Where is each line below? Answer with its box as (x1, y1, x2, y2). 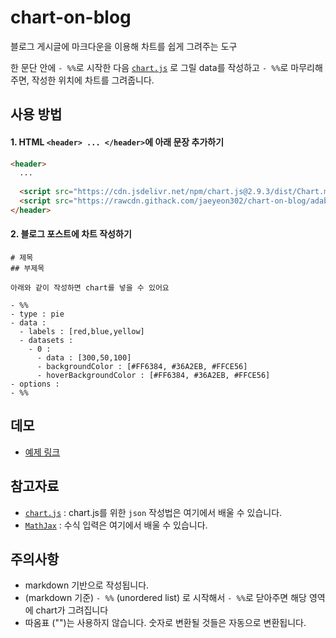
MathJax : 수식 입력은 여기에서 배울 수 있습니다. (24, 519, 208, 531)
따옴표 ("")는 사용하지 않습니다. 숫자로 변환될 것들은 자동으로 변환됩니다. (24, 617, 307, 629)
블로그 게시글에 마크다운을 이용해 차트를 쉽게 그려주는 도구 (10, 40, 238, 52)
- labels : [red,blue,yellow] (19, 326, 145, 336)
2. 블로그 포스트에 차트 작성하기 (10, 228, 132, 240)
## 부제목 (10, 263, 45, 273)
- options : (10, 379, 60, 389)
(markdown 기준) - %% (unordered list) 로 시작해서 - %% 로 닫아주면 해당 (24, 592, 307, 604)
